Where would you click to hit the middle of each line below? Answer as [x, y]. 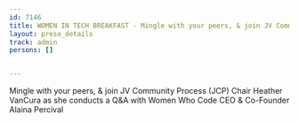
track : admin [33, 42]
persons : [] [31, 50]
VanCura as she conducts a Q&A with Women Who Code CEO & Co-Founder [149, 100]
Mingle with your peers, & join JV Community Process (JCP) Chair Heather [146, 91]
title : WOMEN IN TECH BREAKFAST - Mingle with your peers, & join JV [141, 26]
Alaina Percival [36, 110]
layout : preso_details [51, 34]
